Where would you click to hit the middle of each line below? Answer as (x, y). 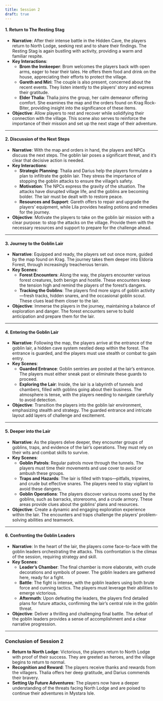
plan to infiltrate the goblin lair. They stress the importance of (80, 175)
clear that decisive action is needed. (48, 160)
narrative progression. (34, 624)
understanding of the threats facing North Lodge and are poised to (79, 688)
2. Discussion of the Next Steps (37, 139)
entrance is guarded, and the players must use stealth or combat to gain (84, 353)
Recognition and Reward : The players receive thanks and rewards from (84, 667)
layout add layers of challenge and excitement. (59, 415)
